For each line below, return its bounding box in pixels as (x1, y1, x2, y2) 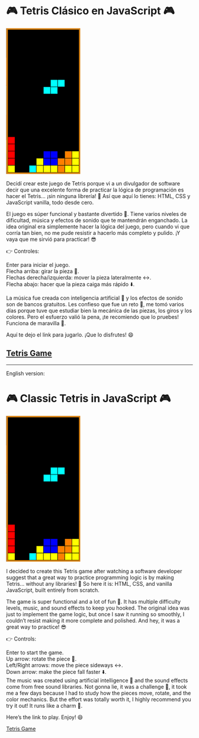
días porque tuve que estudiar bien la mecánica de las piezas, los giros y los (6, 307, 192, 314)
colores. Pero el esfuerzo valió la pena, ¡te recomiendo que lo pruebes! (6, 313, 179, 321)
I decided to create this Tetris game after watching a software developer (6, 567, 182, 574)
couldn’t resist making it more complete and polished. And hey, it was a (6, 617, 180, 624)
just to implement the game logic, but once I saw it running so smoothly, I (6, 610, 185, 618)
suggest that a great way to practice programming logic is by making (6, 574, 174, 581)
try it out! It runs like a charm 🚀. (6, 702, 83, 709)
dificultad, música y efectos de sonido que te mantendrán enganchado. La (6, 216, 188, 224)
